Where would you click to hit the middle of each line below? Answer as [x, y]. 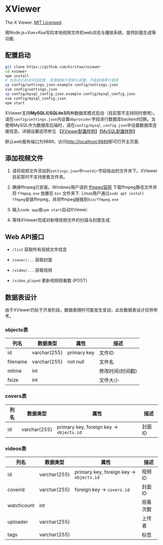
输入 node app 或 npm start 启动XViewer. [50, 210]
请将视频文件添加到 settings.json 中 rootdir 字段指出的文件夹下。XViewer [85, 171]
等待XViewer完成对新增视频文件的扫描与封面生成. [61, 220]
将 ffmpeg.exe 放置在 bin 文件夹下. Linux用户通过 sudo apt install [78, 193]
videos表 [16, 448]
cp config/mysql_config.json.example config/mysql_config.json [70, 94]
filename [17, 362]
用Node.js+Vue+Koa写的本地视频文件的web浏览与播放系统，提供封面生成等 [81, 32]
